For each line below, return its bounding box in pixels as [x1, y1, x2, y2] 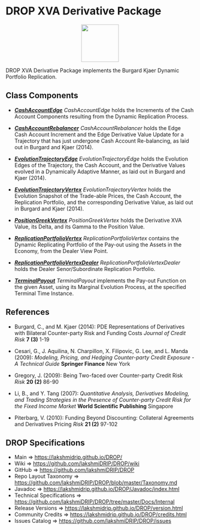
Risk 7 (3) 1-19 [14, 336, 50, 343]
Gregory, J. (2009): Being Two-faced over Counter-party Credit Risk [14, 372, 183, 379]
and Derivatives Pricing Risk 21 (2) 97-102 [14, 420, 118, 427]
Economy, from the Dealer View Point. [14, 247, 108, 254]
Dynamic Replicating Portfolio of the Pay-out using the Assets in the [14, 241, 182, 248]
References [5, 307, 50, 317]
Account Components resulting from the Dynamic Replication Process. [14, 113, 189, 120]
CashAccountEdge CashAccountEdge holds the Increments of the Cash [14, 106, 194, 113]
